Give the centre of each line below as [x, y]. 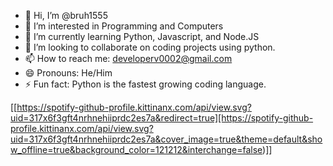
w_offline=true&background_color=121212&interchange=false [136, 149]
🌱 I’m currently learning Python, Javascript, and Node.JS [142, 36]
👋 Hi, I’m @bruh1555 [66, 15]
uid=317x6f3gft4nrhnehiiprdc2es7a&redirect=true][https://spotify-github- [162, 118]
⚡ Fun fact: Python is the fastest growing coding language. [145, 84]
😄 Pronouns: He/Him [68, 73]
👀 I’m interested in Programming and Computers [124, 26]
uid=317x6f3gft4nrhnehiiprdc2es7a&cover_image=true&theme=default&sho [166, 139]
